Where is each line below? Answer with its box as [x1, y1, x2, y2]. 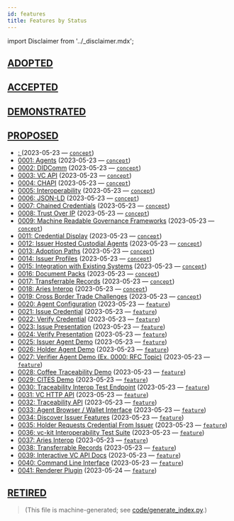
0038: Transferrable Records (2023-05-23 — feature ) [17, 443, 177, 452]
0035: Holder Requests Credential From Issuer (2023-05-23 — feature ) [17, 421, 228, 429]
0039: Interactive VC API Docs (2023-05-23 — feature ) [17, 451, 182, 460]
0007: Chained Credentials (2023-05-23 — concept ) [17, 201, 170, 210]
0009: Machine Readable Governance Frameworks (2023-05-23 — [17, 216, 215, 225]
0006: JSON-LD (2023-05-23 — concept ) [17, 194, 140, 203]
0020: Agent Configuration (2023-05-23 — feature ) [17, 300, 171, 308]
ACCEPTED [7, 81, 59, 93]
